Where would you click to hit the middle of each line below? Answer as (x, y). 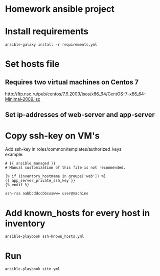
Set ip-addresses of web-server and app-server (80, 115)
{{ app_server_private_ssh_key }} (40, 181)
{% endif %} (17, 185)
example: (14, 154)
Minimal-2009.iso (23, 99)
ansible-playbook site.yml (33, 269)
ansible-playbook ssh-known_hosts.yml (45, 237)
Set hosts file (32, 64)
